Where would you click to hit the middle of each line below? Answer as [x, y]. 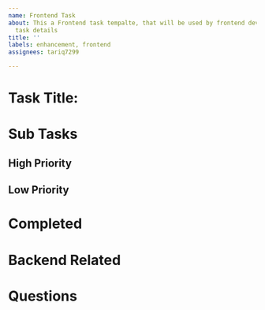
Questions [43, 296]
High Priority [40, 163]
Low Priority [39, 190]
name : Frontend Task [42, 15]
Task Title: [43, 98]
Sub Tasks [43, 134]
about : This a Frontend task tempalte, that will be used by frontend [127, 23]
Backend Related [65, 260]
